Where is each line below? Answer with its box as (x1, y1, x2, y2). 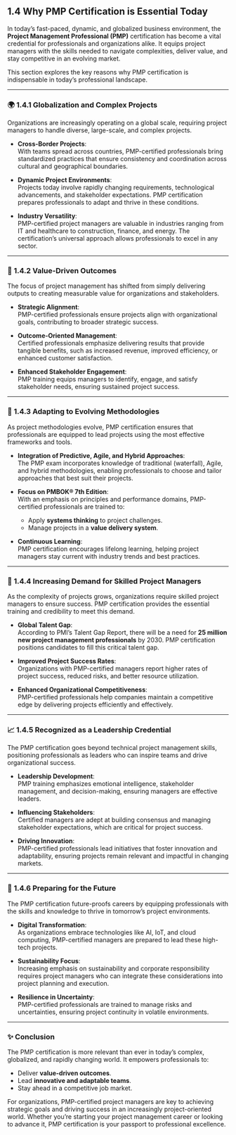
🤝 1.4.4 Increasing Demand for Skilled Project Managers (7, 576, 202, 586)
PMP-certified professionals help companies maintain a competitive (17, 693, 214, 701)
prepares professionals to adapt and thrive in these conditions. (17, 198, 199, 207)
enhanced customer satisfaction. (17, 354, 113, 362)
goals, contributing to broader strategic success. (17, 318, 159, 326)
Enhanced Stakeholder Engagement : (17, 367, 127, 376)
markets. (17, 859, 44, 868)
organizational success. (7, 759, 76, 767)
